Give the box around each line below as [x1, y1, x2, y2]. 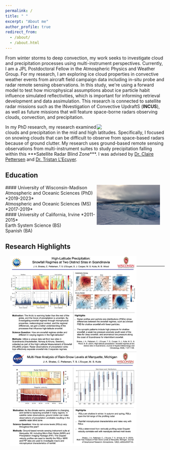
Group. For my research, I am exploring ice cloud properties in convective [5, 71, 159, 77]
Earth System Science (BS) [5, 222, 62, 228]
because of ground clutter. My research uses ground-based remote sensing [5, 140, 164, 146]
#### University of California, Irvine [5, 211, 80, 218]
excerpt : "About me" [5, 19, 49, 24]
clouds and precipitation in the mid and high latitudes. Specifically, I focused [5, 129, 164, 135]
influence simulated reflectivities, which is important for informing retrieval [5, 92, 160, 98]
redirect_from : [5, 29, 37, 35]
